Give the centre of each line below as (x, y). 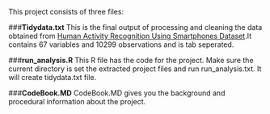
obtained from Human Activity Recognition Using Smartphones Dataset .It (130, 36)
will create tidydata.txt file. (53, 77)
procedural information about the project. (77, 101)
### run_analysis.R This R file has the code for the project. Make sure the (131, 60)
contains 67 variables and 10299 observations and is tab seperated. (121, 44)
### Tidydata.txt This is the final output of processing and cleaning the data (135, 27)
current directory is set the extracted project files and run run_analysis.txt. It (135, 69)
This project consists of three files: (66, 12)
